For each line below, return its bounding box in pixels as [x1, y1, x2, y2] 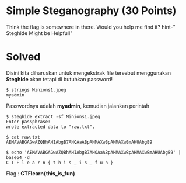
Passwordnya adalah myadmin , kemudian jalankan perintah [6, 102, 150, 109]
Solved [6, 50, 41, 64]
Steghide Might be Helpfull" [6, 29, 73, 36]
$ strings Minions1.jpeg [6, 87, 66, 93]
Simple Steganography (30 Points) [6, 4, 177, 18]
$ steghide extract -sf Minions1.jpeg [6, 113, 100, 119]
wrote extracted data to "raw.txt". [6, 124, 95, 130]
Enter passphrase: [6, 119, 51, 125]
